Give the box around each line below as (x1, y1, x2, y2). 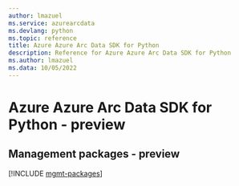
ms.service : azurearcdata (8, 19, 95, 27)
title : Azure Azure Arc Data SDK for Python (8, 42, 160, 50)
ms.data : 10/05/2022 (8, 64, 78, 72)
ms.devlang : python (8, 26, 74, 34)
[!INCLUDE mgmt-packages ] (8, 168, 103, 178)
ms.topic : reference (8, 34, 78, 42)
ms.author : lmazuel (8, 57, 74, 65)
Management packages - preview (8, 148, 180, 161)
